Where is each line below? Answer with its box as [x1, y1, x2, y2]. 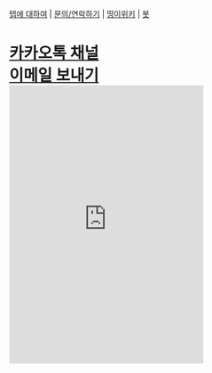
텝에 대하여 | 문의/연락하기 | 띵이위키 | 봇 [9, 9, 150, 19]
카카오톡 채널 [9, 44, 99, 63]
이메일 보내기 [9, 66, 99, 85]
